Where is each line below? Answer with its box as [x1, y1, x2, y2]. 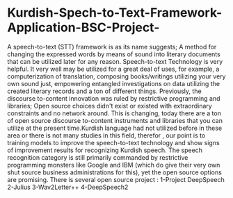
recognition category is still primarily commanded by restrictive [7, 153, 188, 161]
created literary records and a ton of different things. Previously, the [7, 87, 202, 95]
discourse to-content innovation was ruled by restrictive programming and [7, 94, 220, 102]
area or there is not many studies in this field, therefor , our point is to [7, 131, 206, 140]
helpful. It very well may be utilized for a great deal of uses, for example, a [7, 65, 220, 73]
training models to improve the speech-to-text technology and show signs [7, 138, 220, 147]
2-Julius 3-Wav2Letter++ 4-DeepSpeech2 [7, 183, 129, 191]
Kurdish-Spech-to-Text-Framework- [7, 5, 223, 21]
